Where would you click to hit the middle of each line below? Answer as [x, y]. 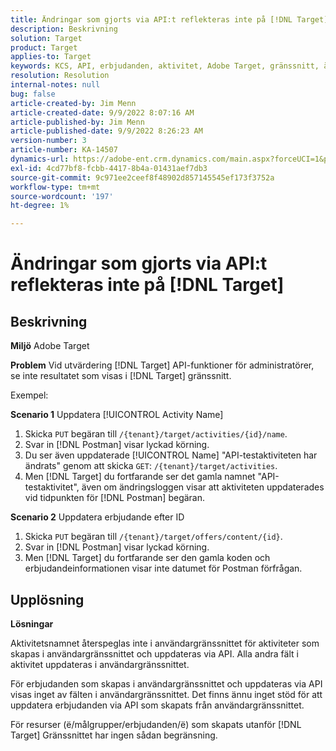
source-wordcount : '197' [62, 196]
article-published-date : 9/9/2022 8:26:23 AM [106, 131]
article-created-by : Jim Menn [73, 103]
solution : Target [46, 38]
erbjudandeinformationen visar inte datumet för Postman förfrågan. [163, 568]
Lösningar [32, 623]
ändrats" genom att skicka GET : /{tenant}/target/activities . [151, 466]
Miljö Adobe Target [50, 346]
